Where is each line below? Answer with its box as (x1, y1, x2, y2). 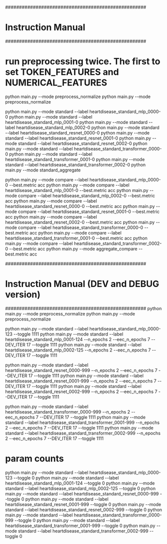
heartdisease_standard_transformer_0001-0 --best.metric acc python (5, 235, 148, 241)
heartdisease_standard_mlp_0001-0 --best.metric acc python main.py (5, 187, 149, 193)
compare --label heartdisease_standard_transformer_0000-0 (18, 224, 144, 230)
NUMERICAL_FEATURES (5, 77, 107, 88)
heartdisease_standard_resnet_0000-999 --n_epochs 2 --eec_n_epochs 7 (5, 367, 158, 373)
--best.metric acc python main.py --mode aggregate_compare (9, 245, 138, 251)
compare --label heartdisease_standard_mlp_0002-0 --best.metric (18, 192, 156, 198)
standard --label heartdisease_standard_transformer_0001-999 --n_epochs (5, 419, 160, 425)
